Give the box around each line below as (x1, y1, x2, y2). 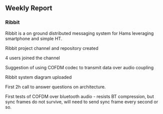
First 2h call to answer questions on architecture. (5, 84, 106, 90)
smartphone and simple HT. (5, 35, 62, 41)
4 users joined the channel (5, 55, 60, 61)
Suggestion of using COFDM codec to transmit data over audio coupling (5, 64, 154, 70)
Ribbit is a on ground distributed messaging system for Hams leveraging (5, 30, 154, 36)
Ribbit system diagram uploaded (5, 74, 72, 80)
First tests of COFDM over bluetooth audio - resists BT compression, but (5, 93, 154, 99)
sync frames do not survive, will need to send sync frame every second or (5, 99, 158, 105)
